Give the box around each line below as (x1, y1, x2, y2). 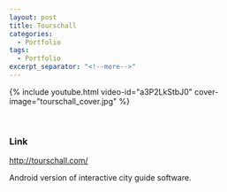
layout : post (9, 12, 57, 22)
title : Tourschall (9, 21, 77, 30)
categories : (9, 29, 53, 38)
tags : (9, 46, 29, 55)
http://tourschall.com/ (9, 156, 88, 166)
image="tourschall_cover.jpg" (9, 96, 117, 106)
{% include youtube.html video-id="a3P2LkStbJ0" (9, 86, 193, 97)
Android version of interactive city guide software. (9, 173, 192, 183)
